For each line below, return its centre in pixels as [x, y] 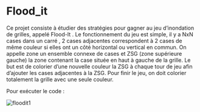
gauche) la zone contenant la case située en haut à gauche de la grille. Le [98, 60]
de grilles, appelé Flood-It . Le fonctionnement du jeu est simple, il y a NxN [100, 34]
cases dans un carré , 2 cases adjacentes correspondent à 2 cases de [94, 41]
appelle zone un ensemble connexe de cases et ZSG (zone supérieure [94, 53]
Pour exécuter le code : [36, 91]
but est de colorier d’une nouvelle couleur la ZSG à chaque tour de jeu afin [99, 66]
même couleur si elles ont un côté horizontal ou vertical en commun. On [96, 47]
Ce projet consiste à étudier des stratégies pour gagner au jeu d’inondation [100, 28]
